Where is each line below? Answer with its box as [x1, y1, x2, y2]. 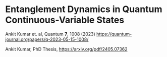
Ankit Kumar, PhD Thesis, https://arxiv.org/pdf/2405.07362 [5, 46, 128, 52]
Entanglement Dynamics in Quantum [5, 4, 162, 15]
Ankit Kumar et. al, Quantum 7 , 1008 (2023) [5, 31, 96, 37]
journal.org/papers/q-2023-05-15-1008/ [5, 36, 89, 42]
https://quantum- [96, 31, 132, 37]
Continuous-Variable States [5, 14, 125, 26]
